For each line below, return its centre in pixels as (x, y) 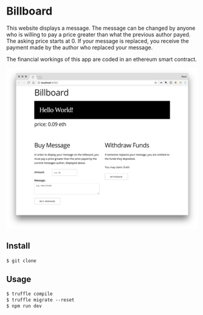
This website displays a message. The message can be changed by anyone (101, 28)
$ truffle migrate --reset (40, 300)
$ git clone (21, 261)
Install (18, 246)
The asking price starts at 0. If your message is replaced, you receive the (98, 41)
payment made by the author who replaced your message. (80, 47)
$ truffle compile (29, 294)
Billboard (29, 11)
